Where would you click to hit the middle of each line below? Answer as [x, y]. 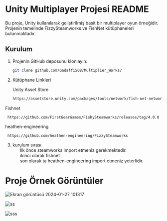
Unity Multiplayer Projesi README [77, 9]
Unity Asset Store [30, 89]
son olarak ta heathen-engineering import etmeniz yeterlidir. [82, 161]
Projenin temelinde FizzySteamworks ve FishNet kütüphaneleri [70, 28]
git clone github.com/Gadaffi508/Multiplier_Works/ [67, 70]
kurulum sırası [27, 145]
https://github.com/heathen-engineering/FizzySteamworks [68, 135]
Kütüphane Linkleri [32, 80]
